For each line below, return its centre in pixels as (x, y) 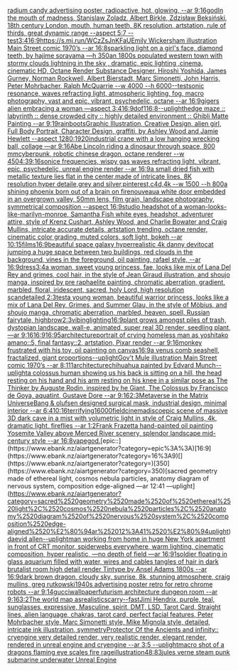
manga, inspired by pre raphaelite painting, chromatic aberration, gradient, (117, 282)
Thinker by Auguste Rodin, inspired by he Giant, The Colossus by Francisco (118, 388)
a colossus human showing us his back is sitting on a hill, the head (125, 373)
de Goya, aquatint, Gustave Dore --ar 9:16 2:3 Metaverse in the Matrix (108, 395)
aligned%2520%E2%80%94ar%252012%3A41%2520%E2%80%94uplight (118, 531)
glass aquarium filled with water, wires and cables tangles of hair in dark (113, 562)
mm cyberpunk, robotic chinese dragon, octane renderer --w (96, 154)
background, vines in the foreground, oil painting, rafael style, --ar (104, 259)
